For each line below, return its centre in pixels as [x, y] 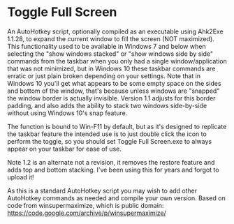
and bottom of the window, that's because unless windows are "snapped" [114, 91]
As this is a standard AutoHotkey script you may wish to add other [102, 191]
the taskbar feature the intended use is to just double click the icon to [107, 134]
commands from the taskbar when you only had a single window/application [117, 61]
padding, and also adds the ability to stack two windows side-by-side [107, 105]
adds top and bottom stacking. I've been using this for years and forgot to [113, 170]
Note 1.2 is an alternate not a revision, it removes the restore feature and [111, 162]
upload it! [21, 177]
